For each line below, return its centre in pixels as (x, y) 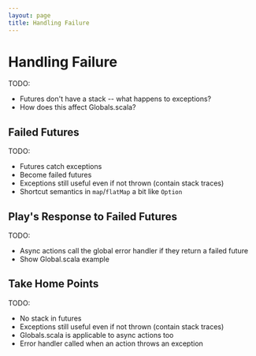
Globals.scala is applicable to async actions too (96, 335)
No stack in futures (50, 318)
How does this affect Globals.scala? (78, 107)
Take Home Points (54, 284)
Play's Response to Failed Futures (93, 217)
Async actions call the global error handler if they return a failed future (134, 251)
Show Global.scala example (65, 259)
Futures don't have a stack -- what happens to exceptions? (115, 99)
